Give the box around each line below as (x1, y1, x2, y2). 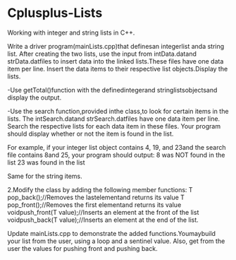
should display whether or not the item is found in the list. (7, 129, 174, 138)
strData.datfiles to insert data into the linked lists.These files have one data (7, 57, 224, 65)
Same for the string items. (7, 172, 82, 180)
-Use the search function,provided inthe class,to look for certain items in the (7, 107, 229, 115)
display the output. (7, 93, 62, 102)
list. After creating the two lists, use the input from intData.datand (7, 49, 197, 58)
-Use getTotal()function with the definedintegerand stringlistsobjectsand (7, 85, 218, 94)
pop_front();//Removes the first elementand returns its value (7, 200, 182, 209)
